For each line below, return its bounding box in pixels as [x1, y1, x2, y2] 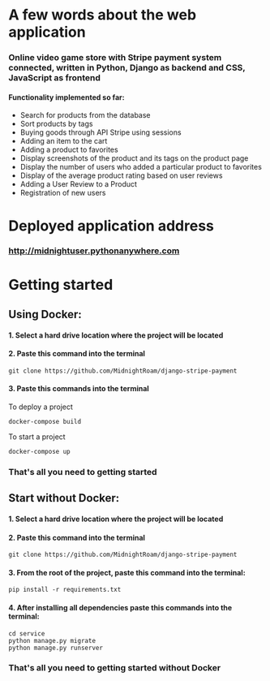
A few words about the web [8, 6, 197, 24]
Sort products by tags [19, 119, 93, 129]
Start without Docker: [8, 491, 120, 505]
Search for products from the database [19, 110, 152, 120]
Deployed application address [8, 217, 215, 235]
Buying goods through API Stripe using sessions [19, 127, 182, 137]
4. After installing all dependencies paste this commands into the [8, 602, 233, 612]
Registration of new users [19, 188, 106, 198]
